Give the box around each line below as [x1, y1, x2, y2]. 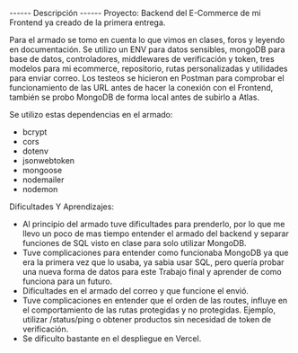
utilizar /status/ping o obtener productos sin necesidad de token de [22, 314, 272, 324]
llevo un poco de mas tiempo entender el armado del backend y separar [22, 228, 289, 239]
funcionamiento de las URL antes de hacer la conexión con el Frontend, [9, 83, 274, 93]
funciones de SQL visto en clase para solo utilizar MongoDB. [22, 238, 247, 248]
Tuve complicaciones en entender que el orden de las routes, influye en [22, 296, 288, 305]
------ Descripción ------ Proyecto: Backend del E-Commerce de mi [9, 8, 261, 18]
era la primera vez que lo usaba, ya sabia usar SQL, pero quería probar [22, 257, 285, 268]
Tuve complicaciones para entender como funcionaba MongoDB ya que [22, 247, 289, 258]
